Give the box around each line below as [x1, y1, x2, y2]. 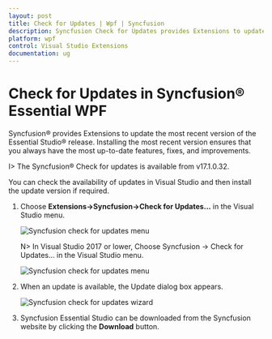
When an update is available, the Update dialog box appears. [19, 281, 224, 291]
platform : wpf [8, 34, 57, 43]
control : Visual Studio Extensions [8, 42, 129, 50]
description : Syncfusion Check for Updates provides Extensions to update [8, 27, 266, 35]
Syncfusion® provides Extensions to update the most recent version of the [8, 128, 257, 138]
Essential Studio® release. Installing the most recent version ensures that [8, 137, 252, 147]
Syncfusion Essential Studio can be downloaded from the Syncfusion [19, 313, 251, 323]
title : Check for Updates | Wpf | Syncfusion [8, 19, 164, 28]
